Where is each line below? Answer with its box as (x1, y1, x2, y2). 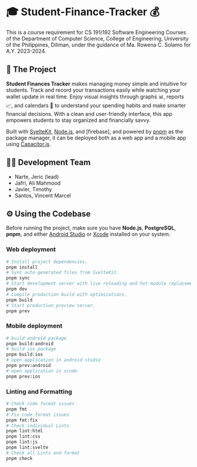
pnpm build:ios (6, 352, 43, 358)
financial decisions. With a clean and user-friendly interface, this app (6, 110, 173, 117)
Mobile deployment (6, 322, 63, 330)
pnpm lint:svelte (6, 445, 49, 451)
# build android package (6, 335, 67, 341)
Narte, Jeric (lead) (14, 173, 59, 180)
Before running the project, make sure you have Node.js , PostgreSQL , (6, 225, 176, 232)
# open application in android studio (6, 357, 101, 363)
